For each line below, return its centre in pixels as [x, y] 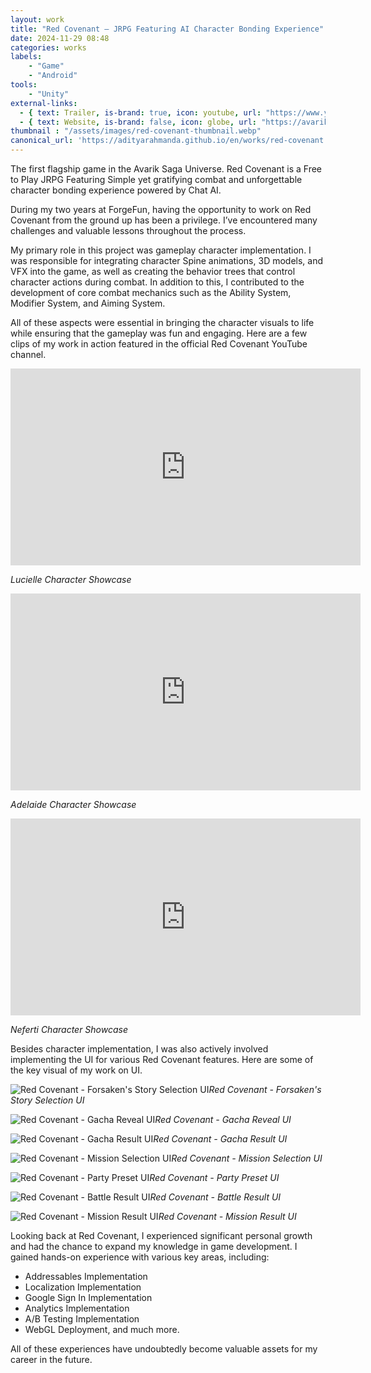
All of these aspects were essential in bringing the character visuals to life [162, 322]
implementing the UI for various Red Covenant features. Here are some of [162, 1059]
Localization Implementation [83, 1287]
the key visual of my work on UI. [76, 1070]
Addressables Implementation [86, 1276]
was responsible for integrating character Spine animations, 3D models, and [167, 260]
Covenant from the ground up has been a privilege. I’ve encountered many [164, 220]
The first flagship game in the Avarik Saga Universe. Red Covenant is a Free [166, 169]
